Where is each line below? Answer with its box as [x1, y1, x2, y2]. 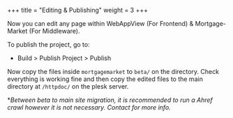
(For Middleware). [29, 27, 80, 35]
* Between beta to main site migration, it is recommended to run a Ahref [7, 96, 213, 104]
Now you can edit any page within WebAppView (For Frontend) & [7, 20, 194, 27]
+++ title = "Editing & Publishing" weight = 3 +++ [7, 6, 149, 14]
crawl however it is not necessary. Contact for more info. [7, 103, 171, 111]
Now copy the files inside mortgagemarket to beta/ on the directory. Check [7, 68, 220, 75]
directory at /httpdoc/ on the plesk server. [7, 82, 129, 90]
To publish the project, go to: [7, 40, 90, 48]
